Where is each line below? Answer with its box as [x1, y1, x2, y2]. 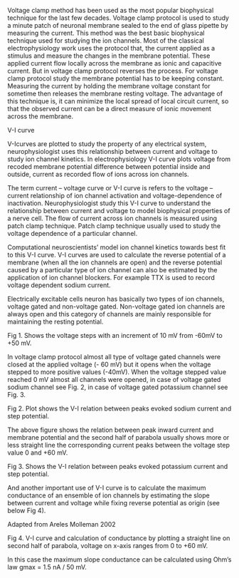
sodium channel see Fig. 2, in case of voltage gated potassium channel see [7, 383, 228, 391]
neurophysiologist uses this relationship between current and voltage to [7, 148, 218, 155]
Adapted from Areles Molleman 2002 [7, 520, 116, 528]
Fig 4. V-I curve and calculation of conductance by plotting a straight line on [7, 534, 230, 542]
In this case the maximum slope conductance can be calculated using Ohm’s [7, 555, 232, 564]
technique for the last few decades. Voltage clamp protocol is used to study [7, 14, 230, 22]
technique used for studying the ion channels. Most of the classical [7, 36, 204, 45]
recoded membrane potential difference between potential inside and [7, 162, 211, 170]
